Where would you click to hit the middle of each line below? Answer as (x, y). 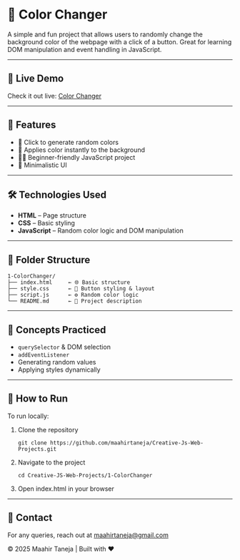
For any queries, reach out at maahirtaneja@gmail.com (88, 535)
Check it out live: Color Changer (55, 96)
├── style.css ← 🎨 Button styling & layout (81, 289)
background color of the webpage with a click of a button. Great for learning (120, 41)
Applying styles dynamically (59, 370)
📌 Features (32, 125)
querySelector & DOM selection (64, 347)
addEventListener (44, 355)
